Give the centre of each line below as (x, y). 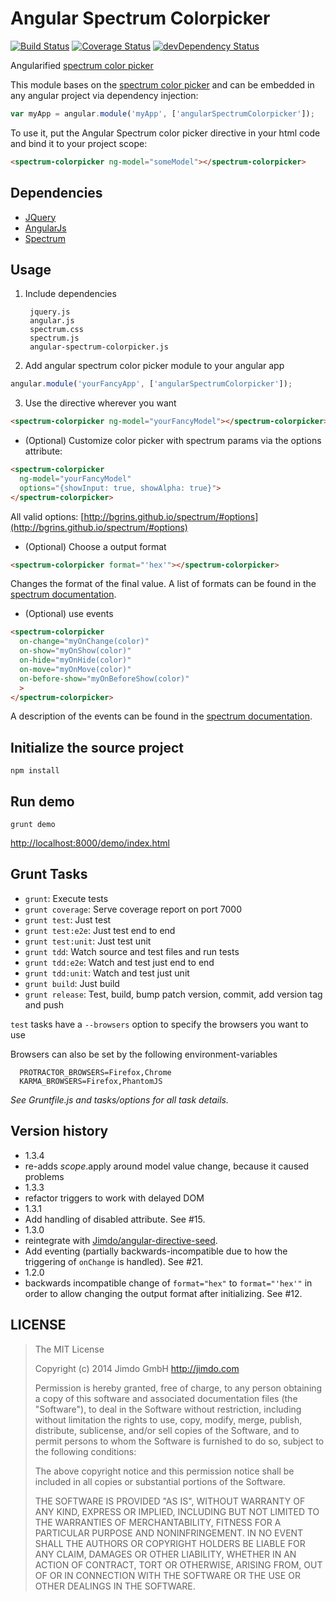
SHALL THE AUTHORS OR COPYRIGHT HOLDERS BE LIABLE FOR (170, 1543)
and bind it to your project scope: (79, 143)
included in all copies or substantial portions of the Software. (160, 1481)
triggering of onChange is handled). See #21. (114, 1261)
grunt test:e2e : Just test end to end (100, 930)
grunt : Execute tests (66, 898)
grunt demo (33, 825)
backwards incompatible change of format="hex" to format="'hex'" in (168, 1283)
